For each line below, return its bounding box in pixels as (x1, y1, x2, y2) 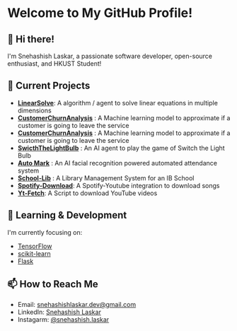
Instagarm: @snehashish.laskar (17, 315, 110, 324)
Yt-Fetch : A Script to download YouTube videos (17, 189, 158, 197)
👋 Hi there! (7, 33, 55, 45)
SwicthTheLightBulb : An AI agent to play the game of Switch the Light (17, 144, 225, 152)
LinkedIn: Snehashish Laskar (17, 308, 101, 316)
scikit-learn (17, 249, 51, 257)
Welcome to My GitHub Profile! (7, 5, 193, 21)
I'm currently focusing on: (7, 228, 83, 236)
